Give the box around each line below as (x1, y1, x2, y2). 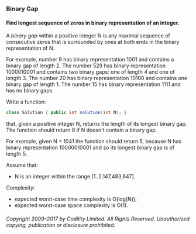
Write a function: (6, 98, 46, 105)
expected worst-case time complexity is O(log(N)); (14, 195, 137, 202)
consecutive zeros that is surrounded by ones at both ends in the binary (6, 39, 180, 46)
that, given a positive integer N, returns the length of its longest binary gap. (6, 121, 187, 127)
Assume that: (6, 161, 38, 168)
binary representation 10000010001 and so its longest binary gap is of (6, 144, 174, 151)
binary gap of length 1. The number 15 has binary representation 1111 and (6, 81, 181, 88)
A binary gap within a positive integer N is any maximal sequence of (6, 32, 171, 39)
